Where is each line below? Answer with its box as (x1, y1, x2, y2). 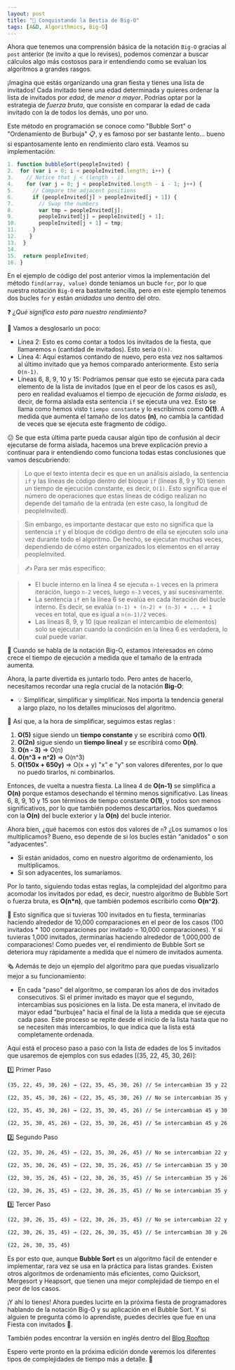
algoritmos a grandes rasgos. (7, 65, 93, 74)
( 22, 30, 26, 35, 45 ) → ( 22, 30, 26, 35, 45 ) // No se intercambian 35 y (7, 1187, 228, 1194)
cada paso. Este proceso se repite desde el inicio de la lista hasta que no (17, 1016, 229, 1024)
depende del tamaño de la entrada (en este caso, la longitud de (24, 499, 208, 507)
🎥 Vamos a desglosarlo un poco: (7, 324, 101, 333)
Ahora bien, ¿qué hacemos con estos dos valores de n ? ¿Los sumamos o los (7, 825, 228, 834)
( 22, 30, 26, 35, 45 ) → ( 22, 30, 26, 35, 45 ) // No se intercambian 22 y (7, 1216, 228, 1223)
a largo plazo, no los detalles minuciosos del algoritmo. (17, 703, 177, 712)
